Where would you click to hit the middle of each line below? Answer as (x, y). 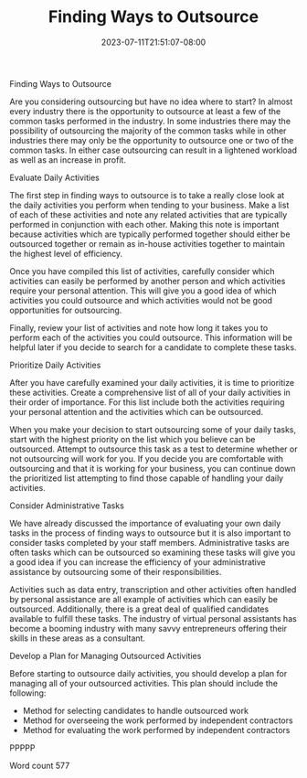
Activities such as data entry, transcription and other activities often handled (153, 589)
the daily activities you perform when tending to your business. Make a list (149, 205)
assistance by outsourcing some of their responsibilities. (116, 571)
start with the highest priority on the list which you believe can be (132, 439)
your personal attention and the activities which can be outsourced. (136, 411)
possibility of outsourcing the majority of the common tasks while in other (148, 131)
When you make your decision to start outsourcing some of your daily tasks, (153, 429)
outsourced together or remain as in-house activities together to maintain (148, 243)
